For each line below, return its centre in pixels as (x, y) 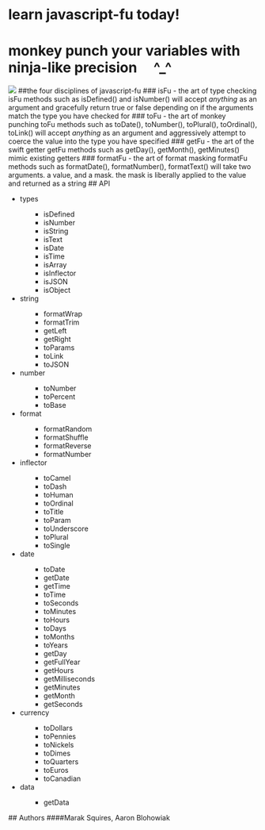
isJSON (56, 282)
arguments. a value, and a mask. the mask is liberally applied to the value (127, 175)
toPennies (60, 736)
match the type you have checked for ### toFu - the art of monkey (117, 116)
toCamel (57, 478)
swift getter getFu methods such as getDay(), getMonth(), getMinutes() (124, 150)
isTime (54, 256)
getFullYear (62, 662)
